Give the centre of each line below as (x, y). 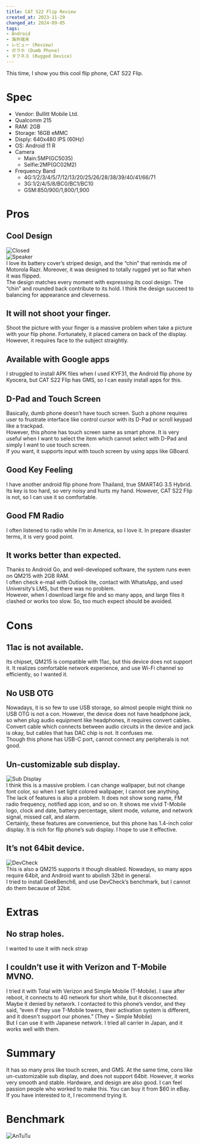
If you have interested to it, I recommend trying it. (67, 1095)
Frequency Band (35, 171)
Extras (22, 912)
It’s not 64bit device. (45, 848)
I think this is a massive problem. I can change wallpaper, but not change (96, 785)
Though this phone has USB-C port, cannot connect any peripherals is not (98, 739)
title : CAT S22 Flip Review (41, 12)
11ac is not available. (45, 647)
